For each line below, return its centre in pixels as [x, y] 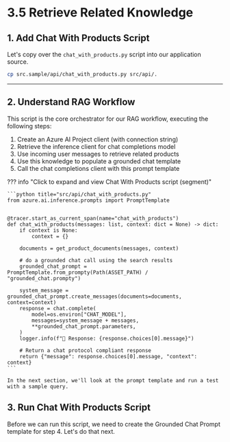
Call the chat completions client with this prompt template [98, 168]
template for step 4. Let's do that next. [61, 431]
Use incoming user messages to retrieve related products [98, 154]
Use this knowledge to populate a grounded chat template [99, 161]
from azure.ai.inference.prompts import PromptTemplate [88, 200]
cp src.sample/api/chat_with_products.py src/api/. [82, 74]
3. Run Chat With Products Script [79, 407]
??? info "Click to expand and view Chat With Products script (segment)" [110, 182]
